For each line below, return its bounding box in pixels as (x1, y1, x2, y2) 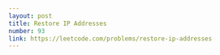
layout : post (8, 11, 53, 20)
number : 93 (8, 27, 45, 35)
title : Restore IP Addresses (8, 19, 107, 27)
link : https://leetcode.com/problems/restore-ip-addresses (8, 34, 213, 43)
